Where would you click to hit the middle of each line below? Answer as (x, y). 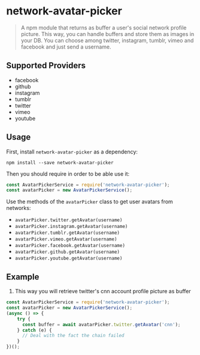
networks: (19, 208)
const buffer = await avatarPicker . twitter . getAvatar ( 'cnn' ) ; (101, 324)
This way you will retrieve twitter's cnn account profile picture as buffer (103, 291)
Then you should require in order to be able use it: (68, 174)
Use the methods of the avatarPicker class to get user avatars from (90, 201)
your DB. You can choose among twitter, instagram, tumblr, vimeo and (107, 40)
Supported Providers (46, 66)
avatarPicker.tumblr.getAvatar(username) (67, 233)
